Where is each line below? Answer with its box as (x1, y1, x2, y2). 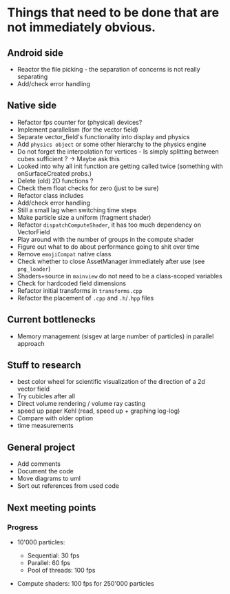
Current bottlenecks (7, 314, 96, 325)
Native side (7, 100, 57, 112)
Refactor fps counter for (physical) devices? (17, 118, 143, 126)
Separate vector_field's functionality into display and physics (17, 132, 190, 141)
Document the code (17, 467, 74, 475)
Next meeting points (7, 502, 96, 513)
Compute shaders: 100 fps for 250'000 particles (17, 579, 154, 587)
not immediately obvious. (7, 19, 156, 35)
